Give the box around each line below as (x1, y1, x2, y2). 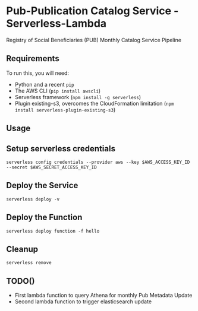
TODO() (6, 276, 35, 286)
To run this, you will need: (6, 69, 70, 77)
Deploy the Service (6, 180, 78, 191)
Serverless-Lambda (6, 17, 107, 30)
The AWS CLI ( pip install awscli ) (14, 87, 101, 94)
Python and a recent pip (14, 81, 74, 88)
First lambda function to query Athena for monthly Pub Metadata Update (14, 292, 193, 299)
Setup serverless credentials (6, 144, 116, 154)
